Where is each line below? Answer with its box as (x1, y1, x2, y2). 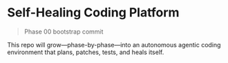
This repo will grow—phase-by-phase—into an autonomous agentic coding (7, 40, 221, 49)
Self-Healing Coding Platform (7, 5, 180, 21)
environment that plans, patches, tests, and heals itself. (7, 48, 164, 56)
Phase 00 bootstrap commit (23, 27, 104, 36)
